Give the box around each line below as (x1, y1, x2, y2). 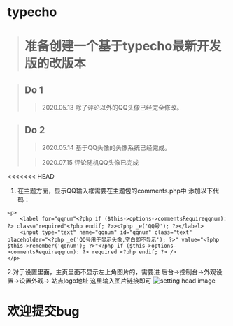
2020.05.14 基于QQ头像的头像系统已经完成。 (41, 144, 171, 151)
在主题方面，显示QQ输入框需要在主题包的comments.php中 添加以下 (17, 186, 213, 195)
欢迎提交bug (7, 304, 80, 320)
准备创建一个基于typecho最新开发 (24, 38, 222, 54)
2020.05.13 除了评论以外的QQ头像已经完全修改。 (41, 103, 183, 112)
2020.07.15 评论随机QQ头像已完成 (41, 158, 139, 166)
